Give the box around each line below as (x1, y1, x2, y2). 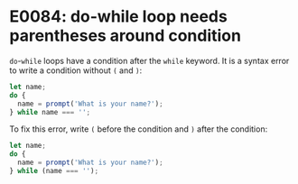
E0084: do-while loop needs (9, 6, 228, 27)
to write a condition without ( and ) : (9, 65, 143, 76)
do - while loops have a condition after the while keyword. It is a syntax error (9, 55, 290, 66)
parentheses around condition (9, 25, 242, 46)
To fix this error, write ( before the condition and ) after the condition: (9, 124, 268, 134)
